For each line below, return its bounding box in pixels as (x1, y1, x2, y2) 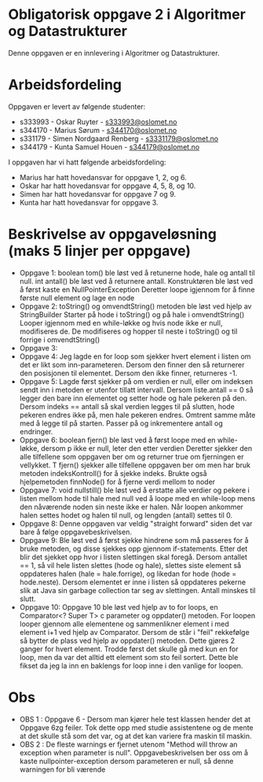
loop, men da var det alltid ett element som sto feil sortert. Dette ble (19, 652, 239, 662)
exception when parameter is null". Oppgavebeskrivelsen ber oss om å (19, 747, 249, 757)
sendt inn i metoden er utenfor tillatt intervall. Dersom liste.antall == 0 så (19, 385, 254, 394)
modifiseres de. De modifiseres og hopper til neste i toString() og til (19, 326, 238, 336)
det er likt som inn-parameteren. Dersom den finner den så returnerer (19, 360, 245, 369)
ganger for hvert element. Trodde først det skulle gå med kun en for (19, 644, 239, 654)
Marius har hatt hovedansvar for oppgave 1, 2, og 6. (19, 172, 187, 182)
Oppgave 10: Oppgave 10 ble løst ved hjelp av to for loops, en (19, 602, 218, 611)
